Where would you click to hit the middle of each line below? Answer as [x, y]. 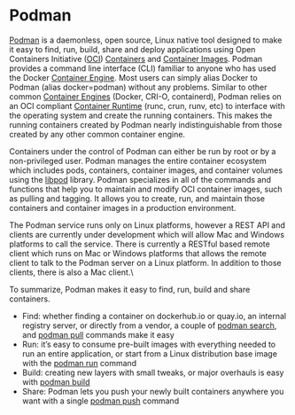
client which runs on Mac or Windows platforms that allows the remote [138, 253]
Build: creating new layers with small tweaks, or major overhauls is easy [153, 372]
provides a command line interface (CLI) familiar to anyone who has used [143, 68]
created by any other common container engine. [97, 134]
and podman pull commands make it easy [98, 334]
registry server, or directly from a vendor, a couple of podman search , [149, 325]
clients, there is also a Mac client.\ [71, 272]
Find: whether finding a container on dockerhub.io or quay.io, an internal [154, 316]
